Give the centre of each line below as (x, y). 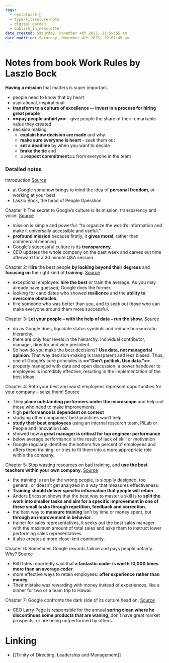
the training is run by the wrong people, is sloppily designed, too (79, 480)
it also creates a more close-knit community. (59, 539)
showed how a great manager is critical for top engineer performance (86, 434)
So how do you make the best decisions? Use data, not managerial (82, 350)
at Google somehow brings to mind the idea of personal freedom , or (83, 190)
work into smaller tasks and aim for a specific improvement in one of (86, 501)
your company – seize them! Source (43, 392)
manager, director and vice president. (51, 345)
